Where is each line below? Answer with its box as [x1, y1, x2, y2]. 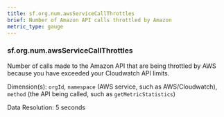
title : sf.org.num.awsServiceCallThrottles [7, 10, 135, 17]
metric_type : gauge [7, 23, 64, 30]
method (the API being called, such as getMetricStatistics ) [7, 89, 175, 98]
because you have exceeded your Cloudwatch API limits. [7, 69, 170, 77]
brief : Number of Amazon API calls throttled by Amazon [7, 17, 172, 24]
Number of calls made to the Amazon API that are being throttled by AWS [7, 62, 216, 70]
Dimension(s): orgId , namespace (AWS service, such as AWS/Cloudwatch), [7, 82, 218, 91]
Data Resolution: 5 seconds [7, 103, 85, 111]
